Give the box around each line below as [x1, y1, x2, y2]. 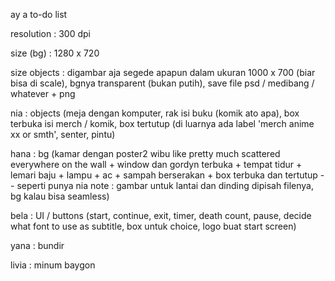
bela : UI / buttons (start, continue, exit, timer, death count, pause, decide [10, 210, 312, 221]
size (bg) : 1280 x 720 [10, 47, 100, 59]
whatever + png [10, 88, 76, 99]
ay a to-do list [10, 9, 68, 20]
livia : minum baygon [10, 259, 96, 271]
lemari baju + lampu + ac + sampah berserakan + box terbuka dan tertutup [10, 169, 318, 181]
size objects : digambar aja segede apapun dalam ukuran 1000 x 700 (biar [10, 67, 316, 78]
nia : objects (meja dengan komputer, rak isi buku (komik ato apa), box [10, 107, 300, 119]
